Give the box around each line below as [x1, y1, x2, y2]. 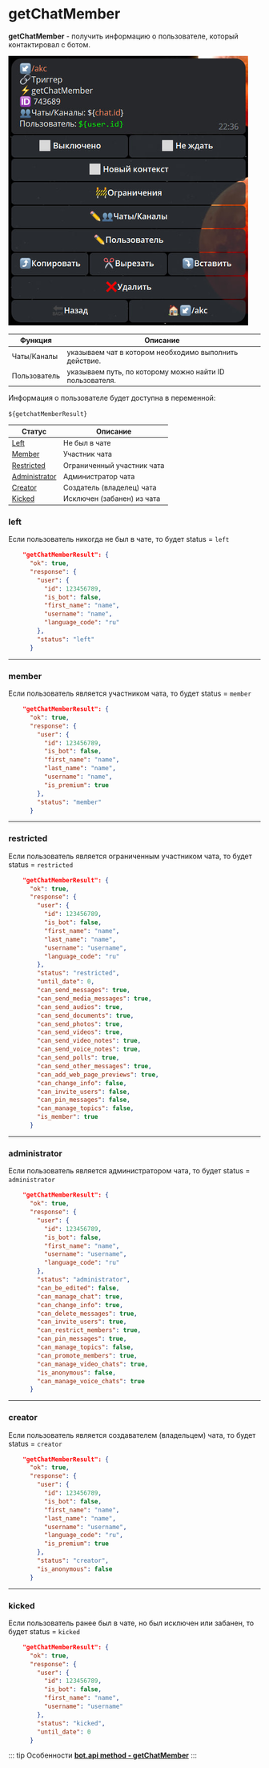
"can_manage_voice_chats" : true [37, 1377, 146, 1385]
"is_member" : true [37, 1113, 98, 1121]
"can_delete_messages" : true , [37, 1310, 138, 1318]
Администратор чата [62, 471, 135, 481]
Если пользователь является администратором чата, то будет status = [8, 1166, 251, 1176]
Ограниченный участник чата [62, 460, 165, 470]
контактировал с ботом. [8, 39, 90, 49]
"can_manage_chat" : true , [37, 1292, 124, 1301]
